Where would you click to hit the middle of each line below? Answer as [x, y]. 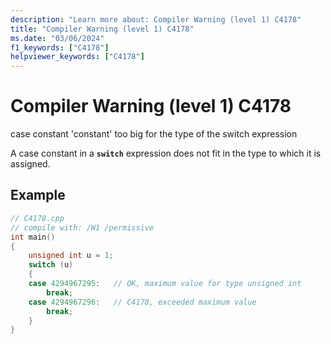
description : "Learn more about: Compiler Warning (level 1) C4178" [156, 19]
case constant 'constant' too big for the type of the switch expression [154, 134]
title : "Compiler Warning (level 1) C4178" [102, 29]
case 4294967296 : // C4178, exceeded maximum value [142, 302]
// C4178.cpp [37, 218]
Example [38, 195]
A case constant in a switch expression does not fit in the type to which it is [166, 153]
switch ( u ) [51, 265]
